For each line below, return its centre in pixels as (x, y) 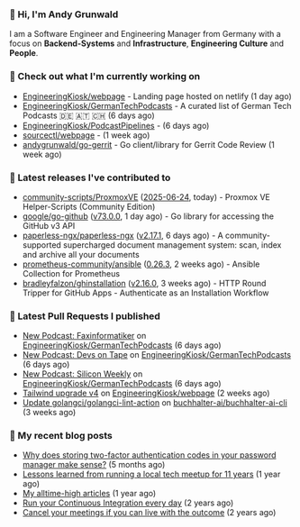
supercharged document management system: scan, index (172, 245)
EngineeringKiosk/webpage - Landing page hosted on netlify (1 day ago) (157, 96)
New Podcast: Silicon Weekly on (82, 374)
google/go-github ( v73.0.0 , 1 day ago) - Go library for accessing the (148, 216)
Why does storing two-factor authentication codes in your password (149, 455)
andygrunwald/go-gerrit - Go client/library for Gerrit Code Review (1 (148, 144)
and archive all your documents (81, 254)
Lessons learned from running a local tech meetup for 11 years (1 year (151, 474)
